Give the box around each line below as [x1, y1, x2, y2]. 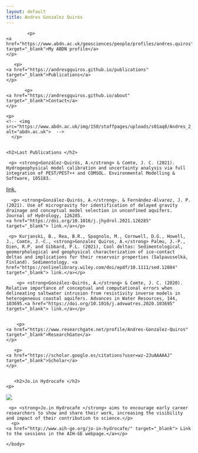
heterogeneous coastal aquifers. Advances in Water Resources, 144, [6, 295, 178, 302]
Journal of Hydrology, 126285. [6, 212, 83, 219]
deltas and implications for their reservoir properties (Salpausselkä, [6, 254, 189, 260]
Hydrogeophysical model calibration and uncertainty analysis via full [6, 165, 186, 171]
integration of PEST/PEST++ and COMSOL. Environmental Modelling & [6, 170, 176, 176]
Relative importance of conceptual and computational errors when [6, 285, 173, 291]
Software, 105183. [6, 175, 51, 181]
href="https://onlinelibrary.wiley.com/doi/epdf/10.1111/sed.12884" [6, 264, 178, 270]
